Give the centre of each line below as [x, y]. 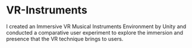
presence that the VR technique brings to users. [65, 39]
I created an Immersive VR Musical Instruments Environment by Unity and [96, 26]
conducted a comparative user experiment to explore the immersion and [95, 32]
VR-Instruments [47, 10]
